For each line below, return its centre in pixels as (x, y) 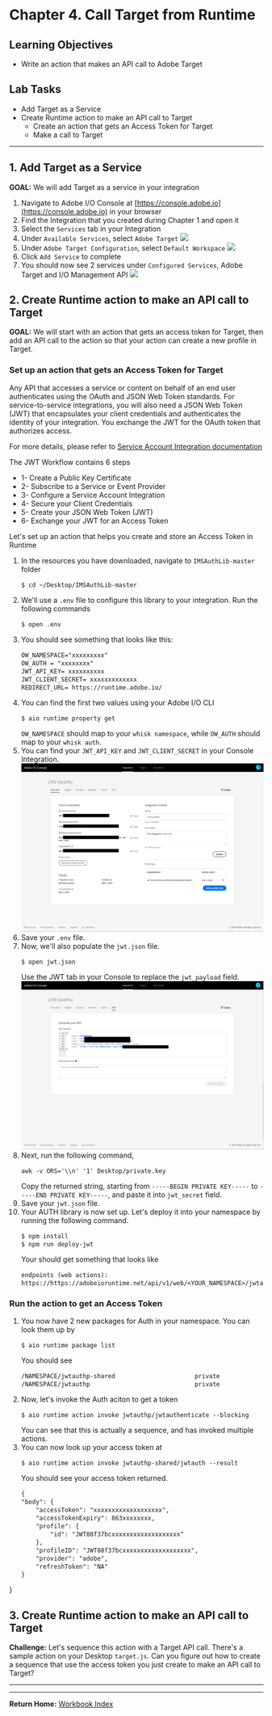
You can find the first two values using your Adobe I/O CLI (117, 702)
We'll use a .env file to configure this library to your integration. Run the (139, 600)
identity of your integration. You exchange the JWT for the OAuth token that (135, 422)
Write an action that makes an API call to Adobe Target (111, 64)
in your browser (136, 211)
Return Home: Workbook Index (61, 1704)
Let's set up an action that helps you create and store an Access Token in (131, 536)
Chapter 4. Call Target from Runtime (133, 15)
